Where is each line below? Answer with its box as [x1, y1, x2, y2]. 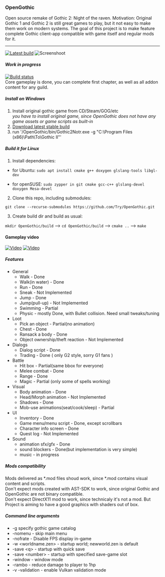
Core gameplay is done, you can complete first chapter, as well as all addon [5, 79, 159, 85]
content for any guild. [5, 84, 49, 90]
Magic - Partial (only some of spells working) [19, 379, 110, 385]
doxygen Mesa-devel [12, 187, 53, 192]
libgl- [144, 168, 158, 173]
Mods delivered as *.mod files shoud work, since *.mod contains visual [5, 476, 148, 481]
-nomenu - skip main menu [12, 531, 67, 537]
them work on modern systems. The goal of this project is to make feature [5, 26, 155, 32]
